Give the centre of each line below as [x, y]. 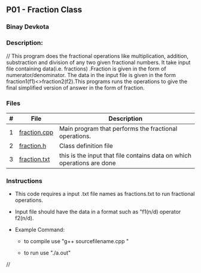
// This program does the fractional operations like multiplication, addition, [98, 56]
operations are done [87, 162]
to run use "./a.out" [47, 253]
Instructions [25, 180]
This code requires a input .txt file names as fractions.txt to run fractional [105, 194]
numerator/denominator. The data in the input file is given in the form [91, 75]
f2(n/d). [24, 218]
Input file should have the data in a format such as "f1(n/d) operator [98, 212]
